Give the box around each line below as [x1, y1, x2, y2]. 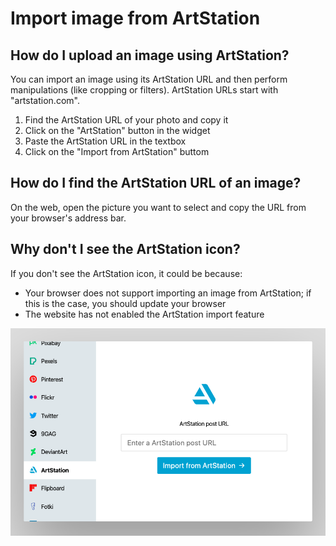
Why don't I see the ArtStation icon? [10, 241, 241, 258]
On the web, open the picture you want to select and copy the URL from [10, 201, 307, 213]
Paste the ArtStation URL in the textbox [24, 135, 187, 147]
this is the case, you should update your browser [24, 297, 227, 309]
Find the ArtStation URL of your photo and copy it [24, 114, 229, 126]
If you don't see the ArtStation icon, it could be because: [10, 267, 243, 279]
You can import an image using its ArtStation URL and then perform [10, 73, 288, 85]
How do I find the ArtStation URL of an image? [10, 175, 302, 192]
